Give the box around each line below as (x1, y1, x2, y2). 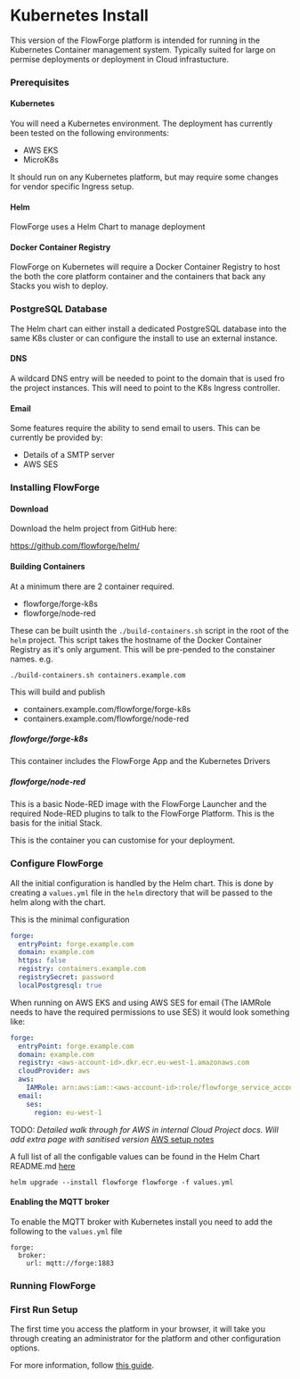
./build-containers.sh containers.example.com (10, 670, 186, 679)
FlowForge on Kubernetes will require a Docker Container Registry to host (10, 262, 280, 272)
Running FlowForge (10, 1279, 96, 1292)
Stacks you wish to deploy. (10, 280, 109, 291)
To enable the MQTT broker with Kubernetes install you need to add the (10, 1216, 273, 1227)
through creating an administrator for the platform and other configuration (10, 1333, 281, 1344)
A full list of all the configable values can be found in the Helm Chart (10, 1151, 261, 1161)
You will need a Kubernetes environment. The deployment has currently (10, 118, 273, 129)
